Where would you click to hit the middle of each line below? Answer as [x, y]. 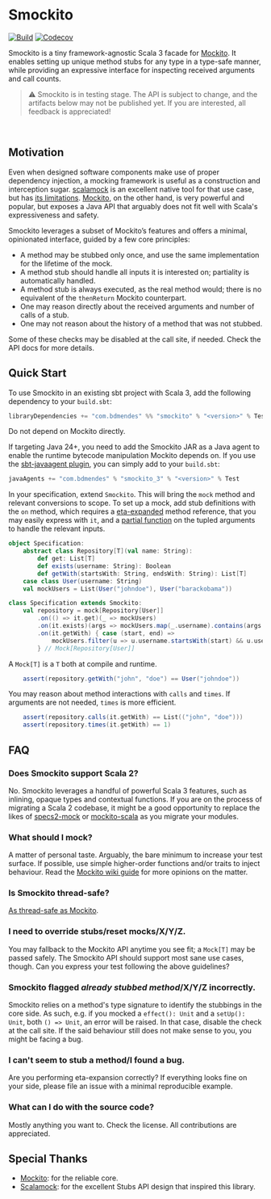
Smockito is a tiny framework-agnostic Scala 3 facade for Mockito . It [122, 53]
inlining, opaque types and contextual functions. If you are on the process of [135, 799]
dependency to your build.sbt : [60, 401]
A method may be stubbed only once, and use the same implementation [140, 255]
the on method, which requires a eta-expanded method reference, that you [132, 511]
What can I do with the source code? [81, 1107]
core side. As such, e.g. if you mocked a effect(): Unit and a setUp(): [127, 1014]
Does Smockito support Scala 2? [73, 773]
